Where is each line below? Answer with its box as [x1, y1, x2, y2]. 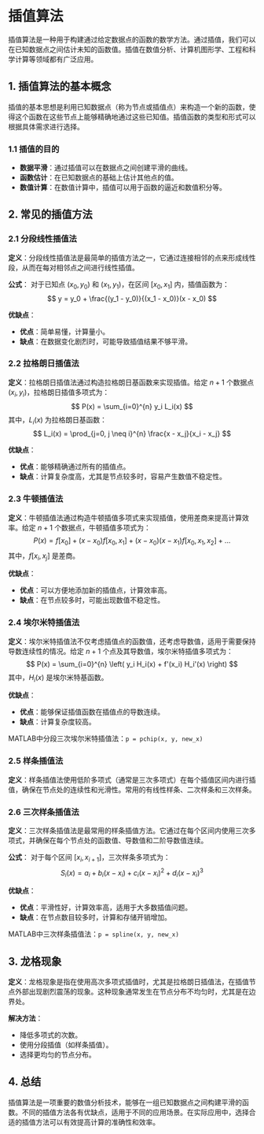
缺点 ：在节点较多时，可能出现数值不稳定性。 [19, 596, 165, 605]
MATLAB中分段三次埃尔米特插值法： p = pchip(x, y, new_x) [8, 734, 203, 743]
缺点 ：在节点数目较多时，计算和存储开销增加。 [19, 913, 171, 922]
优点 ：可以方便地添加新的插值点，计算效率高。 [19, 586, 171, 595]
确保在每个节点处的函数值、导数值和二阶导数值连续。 [35, 836, 208, 845]
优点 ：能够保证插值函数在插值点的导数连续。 [19, 707, 165, 717]
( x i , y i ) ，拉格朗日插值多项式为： [8, 387, 110, 399]
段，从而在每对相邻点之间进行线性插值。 [8, 262, 139, 272]
